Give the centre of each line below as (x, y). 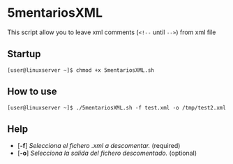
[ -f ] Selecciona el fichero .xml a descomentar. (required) (99, 146)
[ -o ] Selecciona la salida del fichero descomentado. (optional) (107, 153)
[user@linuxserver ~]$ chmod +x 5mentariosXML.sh (81, 70)
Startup (24, 54)
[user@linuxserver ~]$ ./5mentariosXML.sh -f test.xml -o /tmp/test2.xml (117, 107)
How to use (32, 92)
